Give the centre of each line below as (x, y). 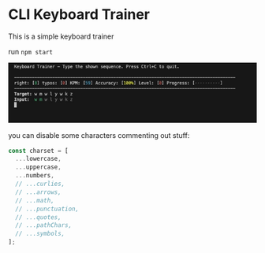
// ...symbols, (40, 234)
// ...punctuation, (47, 209)
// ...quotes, (38, 217)
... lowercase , (38, 159)
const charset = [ (38, 151)
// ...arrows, (38, 192)
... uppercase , (38, 167)
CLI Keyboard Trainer (79, 15)
